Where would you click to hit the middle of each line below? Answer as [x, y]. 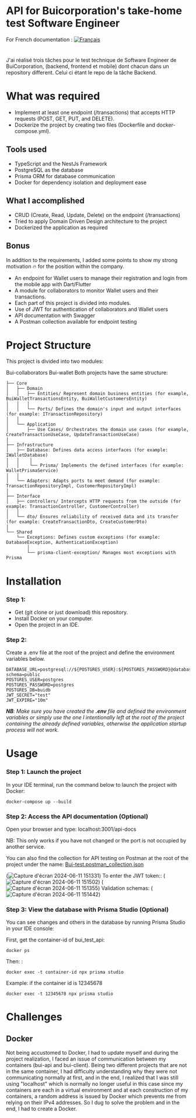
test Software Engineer [63, 23]
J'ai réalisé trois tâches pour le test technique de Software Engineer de [91, 60]
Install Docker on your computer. [54, 618]
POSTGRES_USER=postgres [35, 680]
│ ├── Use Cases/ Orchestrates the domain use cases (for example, [98, 430]
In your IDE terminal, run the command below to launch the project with [92, 784]
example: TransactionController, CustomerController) [73, 507]
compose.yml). [32, 131]
